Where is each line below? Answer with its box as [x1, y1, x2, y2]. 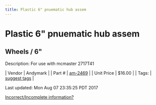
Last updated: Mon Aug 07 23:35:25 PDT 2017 [5, 84, 98, 90]
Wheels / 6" [5, 47, 43, 56]
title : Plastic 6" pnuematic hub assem [5, 7, 87, 12]
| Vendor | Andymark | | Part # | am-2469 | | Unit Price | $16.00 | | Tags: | [5, 70, 152, 76]
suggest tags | [5, 75, 34, 81]
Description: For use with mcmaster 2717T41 [5, 61, 94, 66]
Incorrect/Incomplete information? [5, 94, 74, 100]
